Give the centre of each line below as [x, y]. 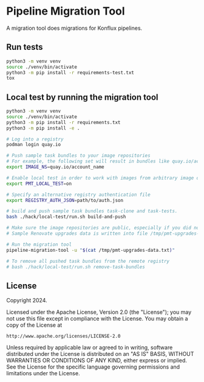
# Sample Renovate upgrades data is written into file [77, 234]
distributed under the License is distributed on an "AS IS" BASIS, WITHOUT [100, 354]
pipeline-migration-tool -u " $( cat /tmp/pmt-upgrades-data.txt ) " [90, 250]
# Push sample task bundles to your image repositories [78, 156]
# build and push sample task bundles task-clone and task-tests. [92, 211]
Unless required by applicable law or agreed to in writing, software [90, 347]
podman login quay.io [34, 145]
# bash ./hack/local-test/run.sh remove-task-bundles [76, 267]
